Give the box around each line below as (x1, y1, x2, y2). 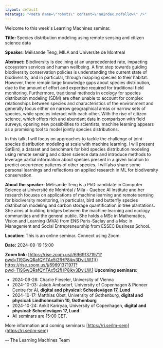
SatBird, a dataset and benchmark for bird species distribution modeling (5, 146, 149, 152)
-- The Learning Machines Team (5, 337, 70, 343)
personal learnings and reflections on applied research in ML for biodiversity (5, 167, 159, 173)
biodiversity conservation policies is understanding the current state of (5, 69, 147, 75)
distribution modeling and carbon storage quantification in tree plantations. (5, 202, 155, 208)
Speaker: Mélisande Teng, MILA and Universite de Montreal (5, 49, 125, 55)
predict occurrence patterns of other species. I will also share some (5, 162, 141, 168)
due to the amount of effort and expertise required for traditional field (5, 85, 144, 90)
